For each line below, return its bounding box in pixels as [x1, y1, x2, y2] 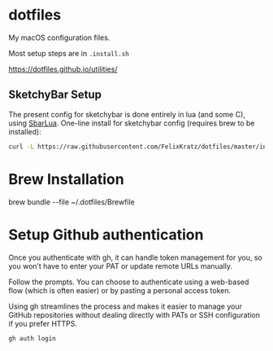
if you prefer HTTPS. [8, 318, 78, 328]
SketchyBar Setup [8, 88, 102, 102]
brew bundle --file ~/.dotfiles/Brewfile [8, 197, 136, 207]
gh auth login [8, 334, 57, 343]
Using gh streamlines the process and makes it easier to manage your [8, 301, 242, 311]
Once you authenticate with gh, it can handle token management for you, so [8, 252, 262, 262]
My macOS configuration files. [8, 33, 110, 42]
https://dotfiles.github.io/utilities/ [8, 64, 118, 74]
